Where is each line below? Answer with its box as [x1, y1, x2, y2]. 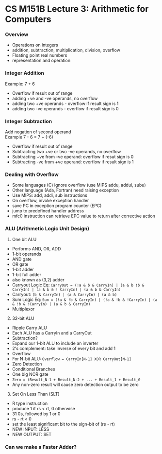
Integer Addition [5, 70, 45, 76]
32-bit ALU [12, 315, 34, 321]
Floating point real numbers [12, 52, 67, 58]
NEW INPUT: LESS [12, 426, 49, 432]
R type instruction [12, 400, 48, 406]
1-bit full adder [12, 271, 42, 278]
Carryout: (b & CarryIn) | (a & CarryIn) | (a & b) [12, 291, 117, 297]
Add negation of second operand [5, 129, 71, 135]
